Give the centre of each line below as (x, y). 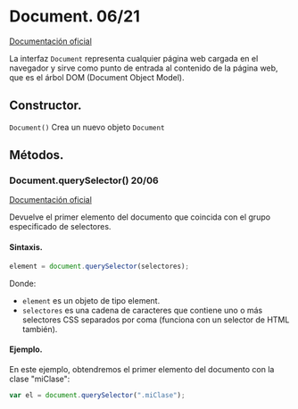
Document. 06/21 (74, 17)
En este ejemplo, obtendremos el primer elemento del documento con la (142, 369)
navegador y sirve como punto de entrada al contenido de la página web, (144, 68)
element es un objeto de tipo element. (91, 300)
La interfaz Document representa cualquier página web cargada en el (134, 58)
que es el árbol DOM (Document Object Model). (97, 77)
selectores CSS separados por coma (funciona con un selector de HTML (156, 320)
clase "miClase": (40, 379)
